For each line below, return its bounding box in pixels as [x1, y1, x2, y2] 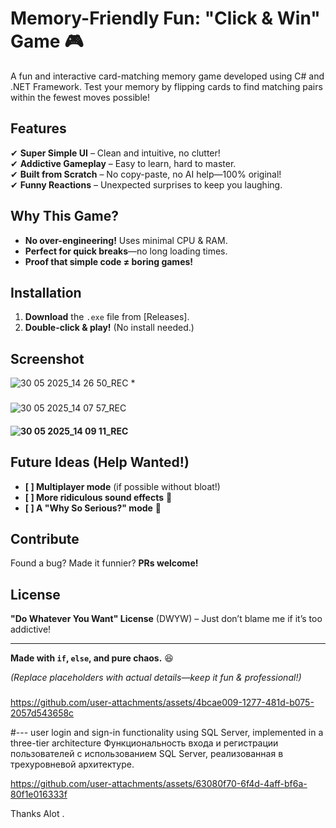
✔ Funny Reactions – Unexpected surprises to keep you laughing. [10, 178, 283, 191]
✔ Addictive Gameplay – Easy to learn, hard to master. [10, 157, 237, 169]
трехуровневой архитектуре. [10, 758, 135, 771]
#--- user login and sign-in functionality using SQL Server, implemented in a [10, 727, 324, 739]
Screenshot [10, 350, 85, 367]
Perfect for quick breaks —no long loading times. [24, 245, 228, 257]
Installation [10, 284, 82, 301]
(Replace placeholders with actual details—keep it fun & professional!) [10, 672, 302, 684]
